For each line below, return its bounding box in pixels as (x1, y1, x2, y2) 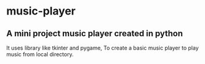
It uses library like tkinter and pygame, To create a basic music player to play (6, 44, 199, 51)
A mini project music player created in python (6, 28, 183, 39)
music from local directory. (6, 51, 74, 58)
